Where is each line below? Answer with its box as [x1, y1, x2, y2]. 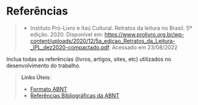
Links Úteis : [21, 73, 51, 81]
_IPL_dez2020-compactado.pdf [30, 44, 110, 51]
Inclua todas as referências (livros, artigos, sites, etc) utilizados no [6, 55, 171, 63]
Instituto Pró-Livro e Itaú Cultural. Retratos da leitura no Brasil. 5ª [30, 24, 192, 32]
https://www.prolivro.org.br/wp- [104, 30, 185, 38]
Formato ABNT [30, 85, 68, 92]
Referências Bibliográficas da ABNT [30, 92, 120, 99]
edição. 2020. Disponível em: [30, 30, 104, 38]
